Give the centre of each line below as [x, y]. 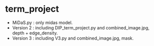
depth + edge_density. [35, 33]
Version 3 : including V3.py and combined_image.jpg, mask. [73, 38]
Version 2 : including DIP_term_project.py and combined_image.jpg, [81, 27]
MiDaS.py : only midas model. [42, 23]
